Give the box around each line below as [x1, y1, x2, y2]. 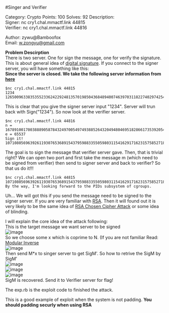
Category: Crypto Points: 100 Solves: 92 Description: [5, 14, 115, 20]
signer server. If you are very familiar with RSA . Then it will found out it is [5, 198, 156, 204]
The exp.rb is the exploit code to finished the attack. [5, 287, 113, 293]
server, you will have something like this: [5, 65, 89, 71]
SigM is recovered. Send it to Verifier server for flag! [5, 277, 113, 283]
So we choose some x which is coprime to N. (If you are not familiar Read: [5, 235, 158, 240]
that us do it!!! [5, 165, 34, 171]
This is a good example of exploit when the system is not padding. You [5, 296, 152, 302]
